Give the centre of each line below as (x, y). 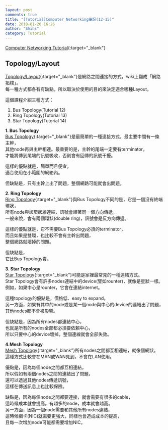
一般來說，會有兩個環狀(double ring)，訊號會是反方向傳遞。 (67, 218)
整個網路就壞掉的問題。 (29, 242)
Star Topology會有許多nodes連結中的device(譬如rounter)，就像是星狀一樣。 (84, 281)
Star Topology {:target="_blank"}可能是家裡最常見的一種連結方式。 (74, 275)
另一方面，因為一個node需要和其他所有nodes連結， (59, 409)
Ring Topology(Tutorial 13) (40, 115)
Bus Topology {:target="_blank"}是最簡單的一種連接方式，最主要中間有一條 (82, 136)
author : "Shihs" (22, 29)
